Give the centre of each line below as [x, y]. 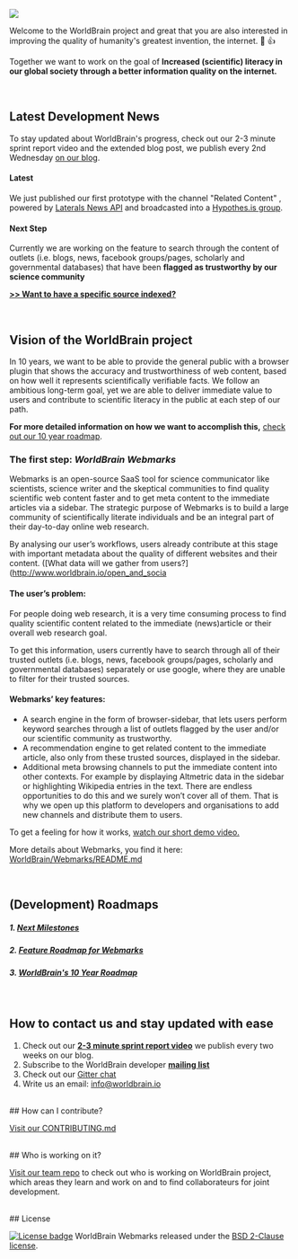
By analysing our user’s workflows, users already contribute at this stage [144, 545]
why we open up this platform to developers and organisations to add [151, 805]
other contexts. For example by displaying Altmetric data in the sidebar [153, 776]
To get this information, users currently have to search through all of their [145, 650]
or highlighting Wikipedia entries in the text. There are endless [137, 785]
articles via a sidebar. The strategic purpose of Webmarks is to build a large [149, 508]
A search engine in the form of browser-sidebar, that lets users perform [154, 719]
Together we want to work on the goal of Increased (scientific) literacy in [146, 62]
